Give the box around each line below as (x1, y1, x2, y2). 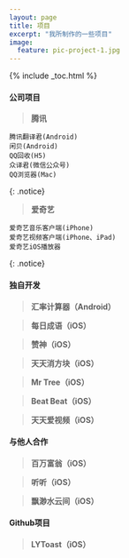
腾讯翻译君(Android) (9, 132, 78, 142)
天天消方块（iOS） (30, 357, 99, 369)
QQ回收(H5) (9, 152, 47, 161)
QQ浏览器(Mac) (9, 171, 57, 179)
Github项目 (9, 517, 50, 529)
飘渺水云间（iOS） (30, 495, 99, 506)
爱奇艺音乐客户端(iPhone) (9, 224, 95, 233)
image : (9, 37, 34, 47)
